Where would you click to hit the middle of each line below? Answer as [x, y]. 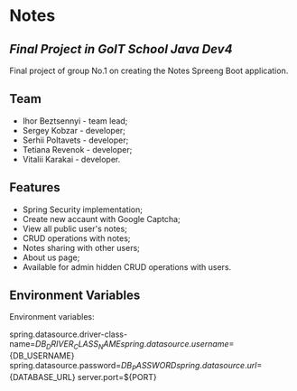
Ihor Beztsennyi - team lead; [75, 121]
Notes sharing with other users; [81, 247]
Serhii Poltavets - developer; [75, 140]
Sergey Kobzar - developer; [74, 130]
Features [35, 187]
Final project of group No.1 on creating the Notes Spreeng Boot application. [149, 70]
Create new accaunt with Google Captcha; [101, 219]
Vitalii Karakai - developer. [71, 159]
